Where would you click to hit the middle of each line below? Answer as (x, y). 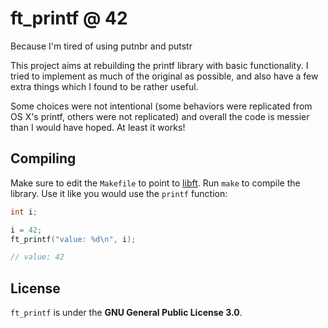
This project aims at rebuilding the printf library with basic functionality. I (159, 65)
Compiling (43, 158)
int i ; (24, 212)
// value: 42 (37, 257)
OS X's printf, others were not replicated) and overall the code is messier (160, 116)
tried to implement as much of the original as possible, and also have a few (164, 76)
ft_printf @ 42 (69, 18)
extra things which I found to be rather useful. (104, 86)
